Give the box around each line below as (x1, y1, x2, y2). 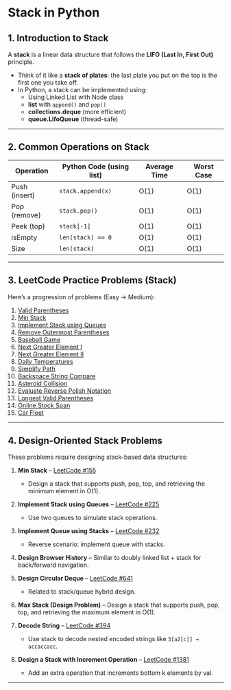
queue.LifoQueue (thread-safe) (27, 115, 119, 123)
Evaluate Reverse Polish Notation (17, 387, 112, 395)
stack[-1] (58, 222, 91, 230)
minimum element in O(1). (27, 487, 100, 495)
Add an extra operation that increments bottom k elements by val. (27, 669, 213, 677)
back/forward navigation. (17, 561, 89, 569)
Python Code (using (62, 162, 130, 171)
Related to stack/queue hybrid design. (27, 587, 136, 596)
